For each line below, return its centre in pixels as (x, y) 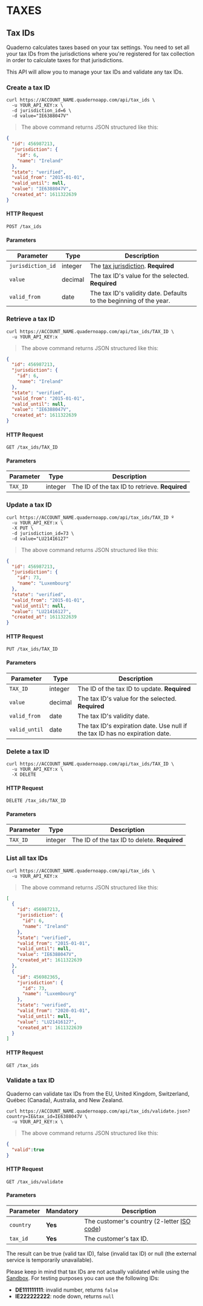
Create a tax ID (28, 87)
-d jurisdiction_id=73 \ (43, 533)
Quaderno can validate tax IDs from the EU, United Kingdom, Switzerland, (98, 1093)
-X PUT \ (23, 528)
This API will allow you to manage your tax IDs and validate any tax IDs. (95, 72)
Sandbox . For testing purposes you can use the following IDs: (83, 1278)
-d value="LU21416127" (40, 539)
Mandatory (62, 1211)
